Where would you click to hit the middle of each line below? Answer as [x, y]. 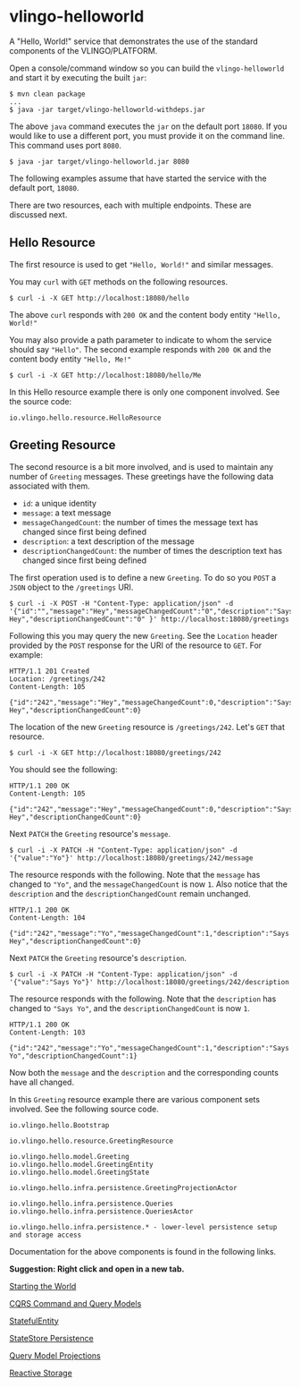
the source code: [41, 401]
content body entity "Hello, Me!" [71, 359]
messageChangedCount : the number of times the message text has [140, 522]
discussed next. [38, 214]
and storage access [46, 1235]
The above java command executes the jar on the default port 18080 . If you [148, 126]
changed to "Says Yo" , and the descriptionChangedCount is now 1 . [129, 1008]
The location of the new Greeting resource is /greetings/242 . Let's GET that [147, 727]
